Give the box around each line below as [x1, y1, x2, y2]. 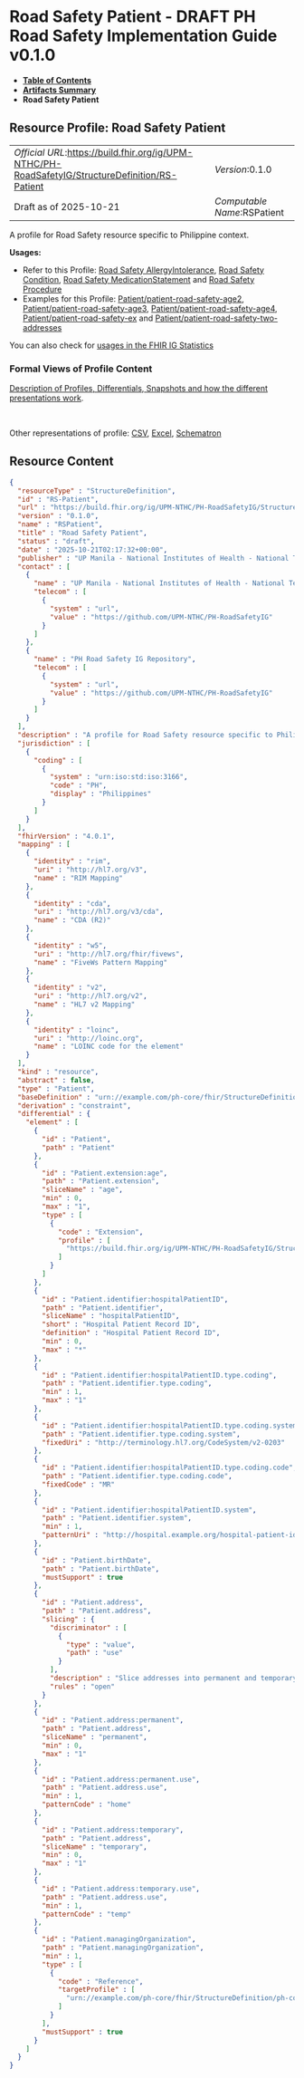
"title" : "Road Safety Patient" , [17, 528, 147, 538]
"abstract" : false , [17, 1075, 95, 1084]
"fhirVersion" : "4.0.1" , [17, 832, 116, 841]
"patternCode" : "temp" [42, 1910, 131, 1919]
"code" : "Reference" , [57, 1977, 144, 1986]
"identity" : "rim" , [33, 857, 111, 866]
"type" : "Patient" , [17, 1084, 95, 1093]
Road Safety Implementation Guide [9, 25, 278, 46]
